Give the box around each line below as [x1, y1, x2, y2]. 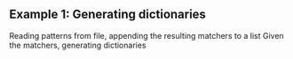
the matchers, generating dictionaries [9, 40, 146, 50]
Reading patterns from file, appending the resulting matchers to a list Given [9, 30, 284, 41]
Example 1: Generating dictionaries [9, 7, 207, 22]
